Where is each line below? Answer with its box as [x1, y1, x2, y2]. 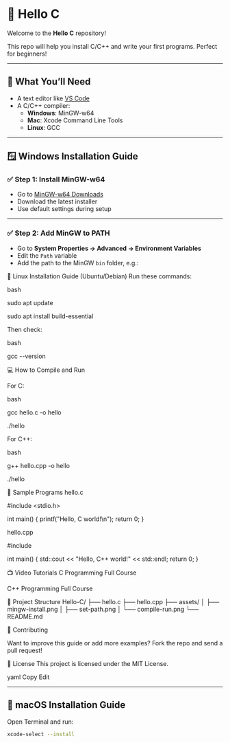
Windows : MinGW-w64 [27, 109, 94, 117]
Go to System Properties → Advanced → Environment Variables [16, 244, 202, 252]
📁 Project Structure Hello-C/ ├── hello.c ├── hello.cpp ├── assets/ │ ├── [7, 597, 220, 606]
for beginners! [7, 49, 47, 58]
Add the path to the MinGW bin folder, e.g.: [16, 258, 139, 267]
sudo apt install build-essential [7, 312, 94, 320]
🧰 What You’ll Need [7, 76, 91, 88]
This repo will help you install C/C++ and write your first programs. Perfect [7, 42, 218, 50]
